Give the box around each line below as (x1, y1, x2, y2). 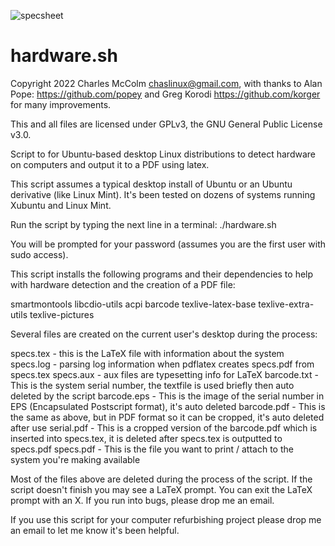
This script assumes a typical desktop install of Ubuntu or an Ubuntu (10, 178, 293, 190)
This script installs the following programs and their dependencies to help (10, 268, 314, 280)
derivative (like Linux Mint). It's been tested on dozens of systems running (10, 188, 316, 200)
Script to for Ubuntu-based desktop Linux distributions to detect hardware (10, 148, 316, 160)
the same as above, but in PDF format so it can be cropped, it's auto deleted (10, 411, 325, 423)
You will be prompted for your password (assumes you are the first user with (10, 238, 327, 250)
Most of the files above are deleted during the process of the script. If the (10, 473, 313, 485)
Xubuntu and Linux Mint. (10, 199, 112, 211)
